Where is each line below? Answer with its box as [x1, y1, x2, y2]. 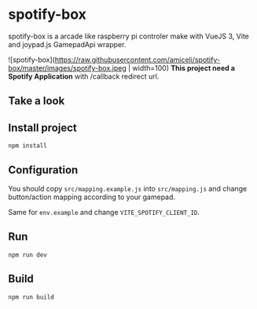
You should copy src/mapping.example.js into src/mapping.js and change [8, 184, 248, 193]
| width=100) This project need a [128, 63, 236, 72]
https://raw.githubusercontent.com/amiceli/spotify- [54, 55, 221, 64]
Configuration [8, 163, 79, 176]
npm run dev [8, 251, 47, 259]
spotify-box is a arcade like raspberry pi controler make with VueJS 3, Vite [8, 31, 249, 41]
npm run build [8, 293, 55, 301]
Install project [8, 121, 77, 134]
